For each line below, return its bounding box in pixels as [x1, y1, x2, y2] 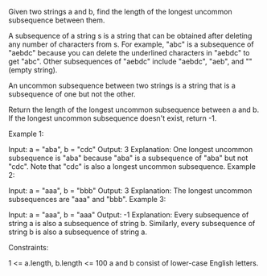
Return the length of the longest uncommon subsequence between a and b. [8, 105, 260, 114]
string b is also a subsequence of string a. [8, 227, 147, 237]
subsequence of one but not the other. [8, 89, 136, 99]
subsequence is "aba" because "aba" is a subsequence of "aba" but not [8, 153, 249, 163]
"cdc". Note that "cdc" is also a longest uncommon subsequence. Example [8, 162, 256, 171]
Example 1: [8, 129, 44, 138]
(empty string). [8, 65, 58, 75]
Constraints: [8, 243, 49, 252]
